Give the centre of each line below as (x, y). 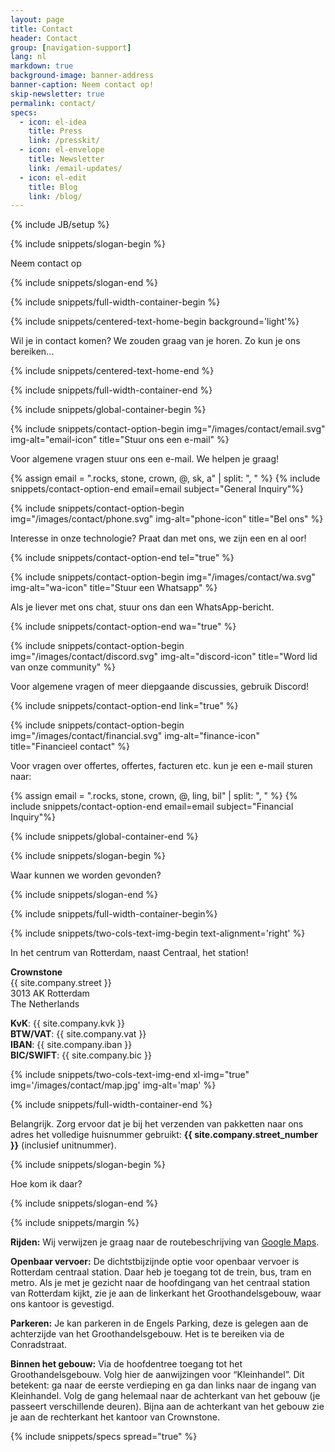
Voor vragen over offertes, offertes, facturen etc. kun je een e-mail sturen (161, 766)
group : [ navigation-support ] (71, 47)
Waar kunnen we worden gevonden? (86, 875)
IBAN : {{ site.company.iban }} (71, 1045)
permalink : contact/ (53, 103)
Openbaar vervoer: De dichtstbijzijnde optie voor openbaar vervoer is (155, 1262)
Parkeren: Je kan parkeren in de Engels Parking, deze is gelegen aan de (159, 1323)
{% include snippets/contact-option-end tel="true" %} (122, 558)
